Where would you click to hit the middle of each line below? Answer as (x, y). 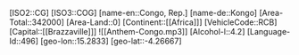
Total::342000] (37, 22)
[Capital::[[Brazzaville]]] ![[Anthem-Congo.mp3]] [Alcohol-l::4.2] (127, 31)
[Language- (269, 31)
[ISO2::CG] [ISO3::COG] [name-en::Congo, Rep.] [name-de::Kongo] (133, 13)
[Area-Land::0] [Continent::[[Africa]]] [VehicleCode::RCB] (172, 22)
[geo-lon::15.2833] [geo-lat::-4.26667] (111, 41)
